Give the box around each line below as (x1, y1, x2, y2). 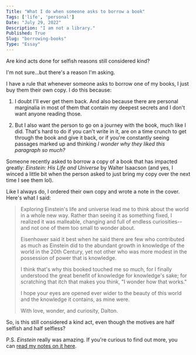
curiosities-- (152, 218, 183, 225)
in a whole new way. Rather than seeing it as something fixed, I (20, 212, 173, 219)
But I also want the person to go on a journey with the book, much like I (14, 121, 186, 129)
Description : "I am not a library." (6, 25, 95, 31)
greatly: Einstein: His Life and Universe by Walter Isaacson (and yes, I (6, 164, 174, 171)
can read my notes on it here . (6, 342, 77, 349)
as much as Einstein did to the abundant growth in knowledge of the (20, 242, 185, 249)
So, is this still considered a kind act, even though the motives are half (6, 318, 175, 326)
